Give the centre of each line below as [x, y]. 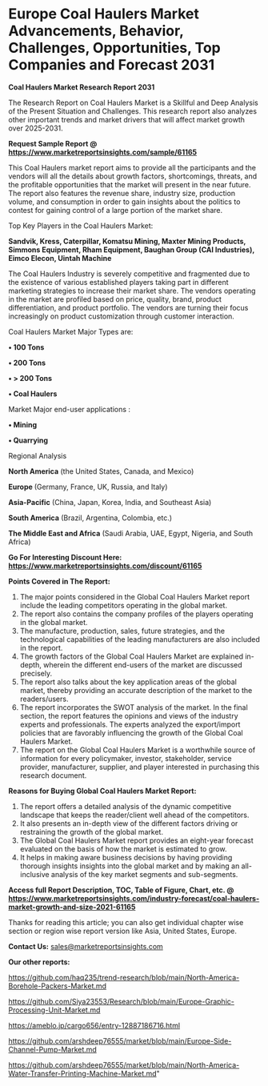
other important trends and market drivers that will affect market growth [127, 119]
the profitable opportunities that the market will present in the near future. [130, 184]
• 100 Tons [26, 347]
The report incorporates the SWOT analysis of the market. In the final [134, 707]
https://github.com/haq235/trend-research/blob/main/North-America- [124, 977]
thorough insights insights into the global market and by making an [130, 866]
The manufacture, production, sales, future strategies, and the [122, 631]
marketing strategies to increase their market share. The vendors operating [132, 291]
